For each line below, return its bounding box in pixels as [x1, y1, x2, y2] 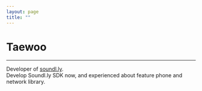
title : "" [6, 14, 31, 20]
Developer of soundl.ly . [6, 65, 64, 72]
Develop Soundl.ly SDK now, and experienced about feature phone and [6, 72, 183, 79]
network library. [6, 78, 46, 86]
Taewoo [6, 40, 47, 54]
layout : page [6, 8, 39, 15]
